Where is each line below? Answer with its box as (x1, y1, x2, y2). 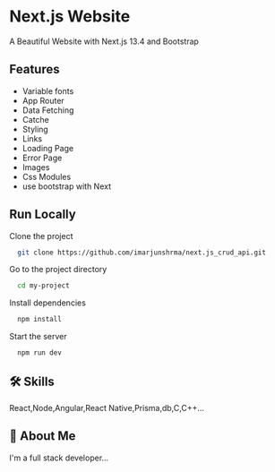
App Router (21, 95, 64, 106)
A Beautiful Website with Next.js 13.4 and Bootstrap (9, 36, 200, 47)
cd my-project (17, 281, 70, 290)
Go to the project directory (9, 264, 107, 275)
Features (9, 62, 60, 77)
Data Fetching (21, 105, 74, 116)
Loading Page (21, 142, 74, 153)
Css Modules (21, 171, 72, 182)
